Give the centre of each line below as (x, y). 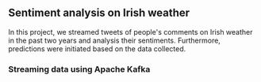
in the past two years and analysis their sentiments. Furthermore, (114, 40)
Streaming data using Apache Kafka (79, 69)
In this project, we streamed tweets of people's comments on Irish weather (130, 32)
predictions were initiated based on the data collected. (97, 48)
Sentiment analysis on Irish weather (99, 13)
